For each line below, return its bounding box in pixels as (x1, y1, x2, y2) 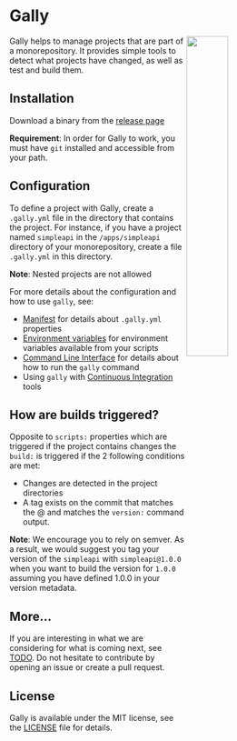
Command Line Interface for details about (22, 352, 179, 363)
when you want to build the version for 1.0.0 (9, 563, 176, 574)
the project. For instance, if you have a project (9, 222, 182, 233)
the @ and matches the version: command (22, 506, 184, 518)
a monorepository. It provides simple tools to (9, 45, 177, 55)
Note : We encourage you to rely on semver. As (9, 534, 184, 546)
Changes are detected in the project (22, 478, 158, 489)
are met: (9, 460, 41, 471)
